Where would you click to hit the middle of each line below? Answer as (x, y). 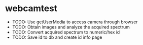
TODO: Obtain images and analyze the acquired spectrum (71, 27)
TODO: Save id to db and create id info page (57, 37)
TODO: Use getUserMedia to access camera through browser (75, 22)
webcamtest (31, 8)
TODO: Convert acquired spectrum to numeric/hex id (66, 32)
